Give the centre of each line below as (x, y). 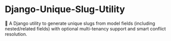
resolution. (16, 34)
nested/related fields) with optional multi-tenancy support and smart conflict (85, 28)
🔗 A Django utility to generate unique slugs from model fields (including (80, 23)
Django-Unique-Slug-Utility (65, 9)
